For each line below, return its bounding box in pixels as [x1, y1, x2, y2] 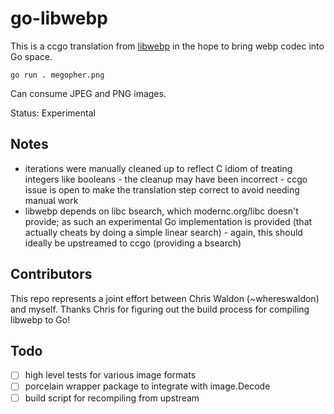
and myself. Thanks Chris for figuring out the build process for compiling [10, 303, 310, 315]
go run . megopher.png [10, 70, 105, 80]
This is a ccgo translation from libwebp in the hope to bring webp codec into [10, 40, 325, 52]
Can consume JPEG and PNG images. [10, 87, 167, 99]
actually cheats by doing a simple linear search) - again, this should [24, 226, 303, 238]
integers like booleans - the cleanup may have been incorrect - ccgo [24, 173, 308, 185]
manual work [24, 194, 79, 206]
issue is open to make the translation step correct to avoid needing [24, 183, 300, 196]
